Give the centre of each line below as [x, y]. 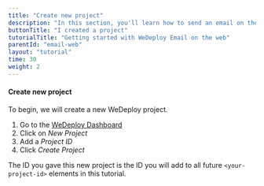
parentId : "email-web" [45, 45]
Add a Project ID [46, 141]
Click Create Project [52, 150]
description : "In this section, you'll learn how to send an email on [126, 23]
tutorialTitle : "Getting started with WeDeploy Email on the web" [119, 37]
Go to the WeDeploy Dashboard [71, 125]
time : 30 [22, 60]
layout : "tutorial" [40, 52]
